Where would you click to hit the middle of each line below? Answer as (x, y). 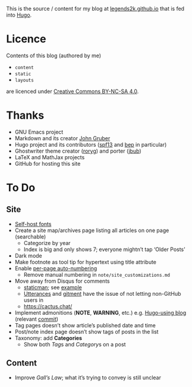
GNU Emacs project (39, 132)
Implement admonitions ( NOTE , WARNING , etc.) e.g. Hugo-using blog (100, 312)
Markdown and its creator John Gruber (62, 138)
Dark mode (29, 255)
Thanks (25, 115)
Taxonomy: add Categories (48, 338)
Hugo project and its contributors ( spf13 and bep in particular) (91, 144)
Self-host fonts (33, 224)
